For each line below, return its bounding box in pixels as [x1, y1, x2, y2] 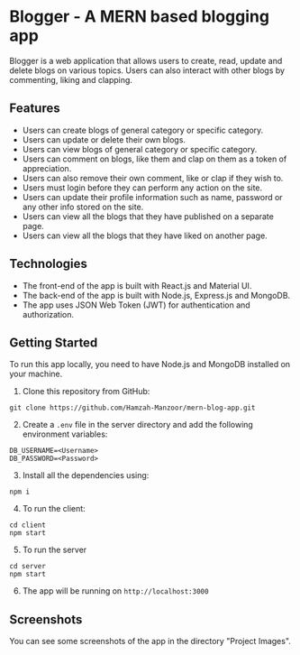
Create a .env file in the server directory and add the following [22, 420, 254, 430]
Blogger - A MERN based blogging [9, 6, 270, 27]
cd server [9, 562, 47, 571]
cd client [9, 521, 47, 530]
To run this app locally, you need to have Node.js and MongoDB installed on [9, 359, 291, 370]
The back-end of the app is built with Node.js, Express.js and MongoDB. [22, 290, 291, 300]
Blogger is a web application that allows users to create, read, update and [9, 55, 283, 66]
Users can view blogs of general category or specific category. [22, 143, 258, 154]
